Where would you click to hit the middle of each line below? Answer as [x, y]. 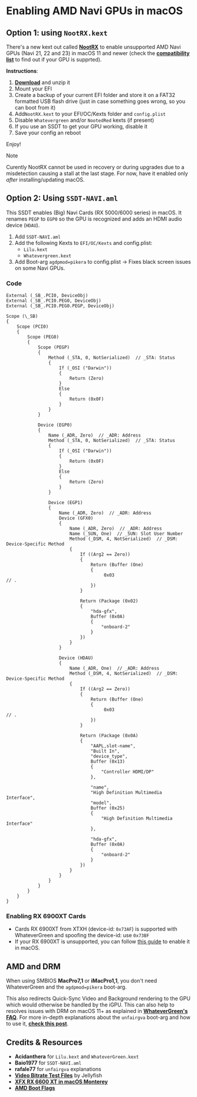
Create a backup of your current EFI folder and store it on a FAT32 [95, 95]
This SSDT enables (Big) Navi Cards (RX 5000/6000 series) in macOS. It [94, 212]
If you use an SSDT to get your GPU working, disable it [81, 126]
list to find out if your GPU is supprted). [54, 59]
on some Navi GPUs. [40, 268]
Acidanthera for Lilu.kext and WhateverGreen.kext [77, 1057]
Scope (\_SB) [22, 317]
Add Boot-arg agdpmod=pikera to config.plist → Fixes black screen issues [103, 262]
